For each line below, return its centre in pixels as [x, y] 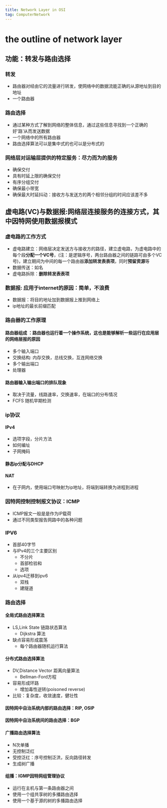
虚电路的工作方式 [26, 237]
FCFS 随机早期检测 [32, 401]
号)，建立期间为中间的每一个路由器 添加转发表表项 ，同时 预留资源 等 [81, 261]
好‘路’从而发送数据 [31, 131]
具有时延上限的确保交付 [36, 176]
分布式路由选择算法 [25, 658]
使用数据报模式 [54, 221]
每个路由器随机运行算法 [44, 646]
